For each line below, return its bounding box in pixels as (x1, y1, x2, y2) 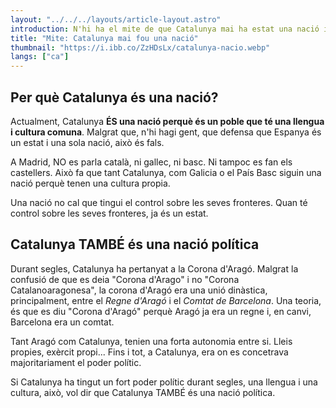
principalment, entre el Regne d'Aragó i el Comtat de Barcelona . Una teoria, (10, 294, 322, 306)
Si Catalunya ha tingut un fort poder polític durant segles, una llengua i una (10, 376, 318, 388)
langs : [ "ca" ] (10, 52, 70, 62)
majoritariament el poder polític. (10, 356, 142, 368)
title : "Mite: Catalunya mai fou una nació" (10, 33, 199, 43)
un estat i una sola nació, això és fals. (10, 136, 165, 148)
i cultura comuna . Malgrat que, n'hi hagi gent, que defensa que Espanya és (10, 126, 322, 138)
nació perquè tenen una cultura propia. (10, 177, 171, 189)
